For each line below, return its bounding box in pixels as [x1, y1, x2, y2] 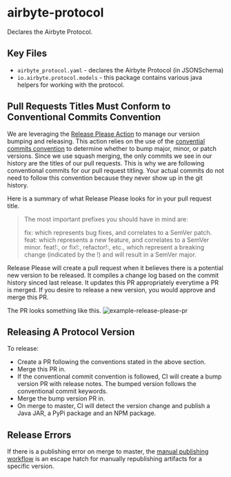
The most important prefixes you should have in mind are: [23, 215, 188, 223]
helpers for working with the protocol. [17, 81, 125, 89]
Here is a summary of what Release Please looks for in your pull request [7, 194, 212, 203]
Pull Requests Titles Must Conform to [7, 101, 171, 112]
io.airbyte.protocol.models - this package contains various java [17, 73, 202, 81]
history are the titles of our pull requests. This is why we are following [7, 159, 205, 167]
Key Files [7, 48, 47, 59]
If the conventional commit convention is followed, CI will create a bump [17, 372, 222, 380]
